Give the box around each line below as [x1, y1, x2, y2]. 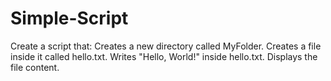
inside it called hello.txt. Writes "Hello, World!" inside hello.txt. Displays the [10, 50, 318, 62]
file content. [10, 61, 60, 73]
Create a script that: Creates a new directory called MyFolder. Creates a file [10, 40, 322, 52]
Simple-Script [10, 7, 129, 30]
